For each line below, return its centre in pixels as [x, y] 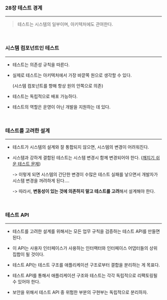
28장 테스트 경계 [24, 7]
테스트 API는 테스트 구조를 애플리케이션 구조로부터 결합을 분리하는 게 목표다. [86, 265]
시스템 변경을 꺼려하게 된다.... [41, 181]
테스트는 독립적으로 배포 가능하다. [45, 96]
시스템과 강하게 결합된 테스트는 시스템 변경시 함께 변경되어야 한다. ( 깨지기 [83, 157]
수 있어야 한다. [26, 282]
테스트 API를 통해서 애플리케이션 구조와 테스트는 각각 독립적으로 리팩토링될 [85, 276]
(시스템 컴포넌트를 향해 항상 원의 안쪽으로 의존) [58, 86]
